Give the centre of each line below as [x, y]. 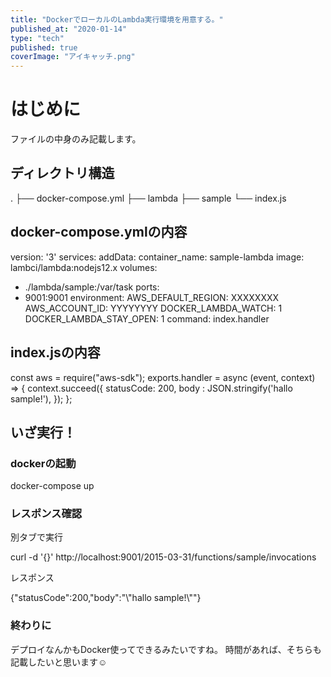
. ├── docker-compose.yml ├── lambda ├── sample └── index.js [148, 198]
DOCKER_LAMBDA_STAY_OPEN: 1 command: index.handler [147, 318]
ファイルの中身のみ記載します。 [76, 139]
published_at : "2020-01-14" [69, 29]
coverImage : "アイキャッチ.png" [73, 57]
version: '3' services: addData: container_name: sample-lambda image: [157, 257]
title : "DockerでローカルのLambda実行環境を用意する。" [117, 19]
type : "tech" [37, 38]
